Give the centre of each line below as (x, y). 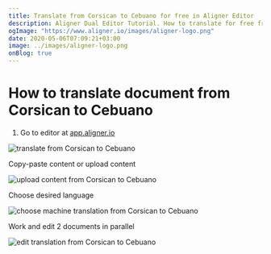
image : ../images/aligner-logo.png (68, 46)
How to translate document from (119, 93)
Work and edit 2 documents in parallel (71, 226)
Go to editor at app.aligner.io (67, 132)
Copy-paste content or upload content (72, 164)
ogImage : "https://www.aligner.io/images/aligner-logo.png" (112, 31)
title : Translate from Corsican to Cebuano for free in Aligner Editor (131, 16)
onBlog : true (30, 53)
